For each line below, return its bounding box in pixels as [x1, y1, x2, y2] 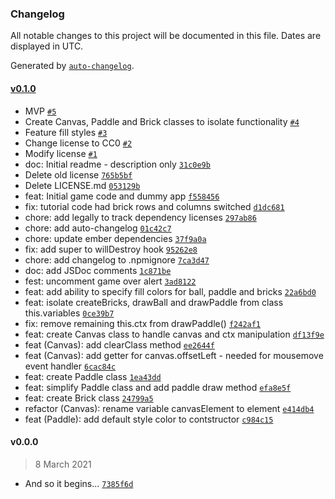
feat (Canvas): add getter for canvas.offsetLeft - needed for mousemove [24, 349, 324, 361]
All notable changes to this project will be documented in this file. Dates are [10, 30, 322, 42]
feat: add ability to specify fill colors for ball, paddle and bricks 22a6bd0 [24, 285, 317, 297]
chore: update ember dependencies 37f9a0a [24, 232, 207, 244]
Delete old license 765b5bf [24, 168, 133, 181]
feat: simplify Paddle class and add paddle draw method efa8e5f [24, 381, 292, 393]
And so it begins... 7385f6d [24, 477, 134, 489]
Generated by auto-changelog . [10, 60, 135, 72]
